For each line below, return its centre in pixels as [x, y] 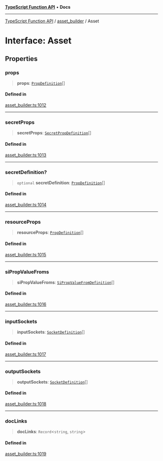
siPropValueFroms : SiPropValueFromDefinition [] [66, 282]
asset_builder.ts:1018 [26, 404]
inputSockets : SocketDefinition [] [51, 332]
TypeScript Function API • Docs [38, 7]
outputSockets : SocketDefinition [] [52, 382]
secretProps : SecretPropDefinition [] [54, 133]
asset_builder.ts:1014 [26, 205]
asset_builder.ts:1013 [26, 155]
